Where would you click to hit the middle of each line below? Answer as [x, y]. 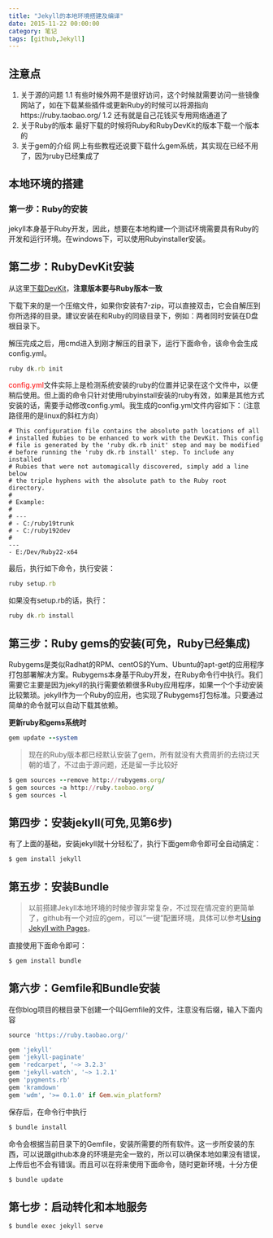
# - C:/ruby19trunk [41, 524]
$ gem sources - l [38, 795]
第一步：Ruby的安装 [48, 209]
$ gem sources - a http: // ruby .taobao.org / [81, 788]
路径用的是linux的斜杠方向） [56, 415]
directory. [27, 488]
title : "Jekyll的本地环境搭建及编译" [66, 16]
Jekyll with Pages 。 [61, 928]
